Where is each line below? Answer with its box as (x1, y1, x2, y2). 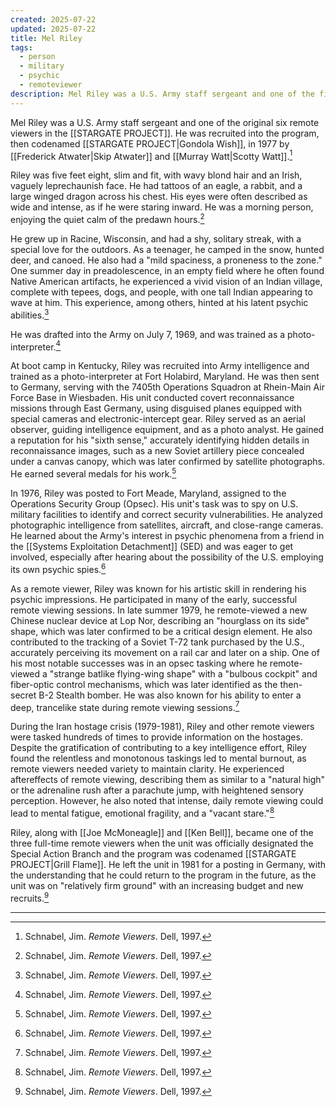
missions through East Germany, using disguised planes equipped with (10, 402, 302, 415)
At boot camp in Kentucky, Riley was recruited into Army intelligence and (10, 360, 310, 372)
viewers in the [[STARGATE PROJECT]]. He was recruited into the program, (10, 127, 320, 139)
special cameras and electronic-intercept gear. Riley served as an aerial (10, 413, 306, 425)
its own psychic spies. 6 (10, 561, 107, 575)
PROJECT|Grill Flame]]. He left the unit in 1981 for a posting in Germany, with (10, 858, 326, 870)
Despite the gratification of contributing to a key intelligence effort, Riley (10, 742, 307, 754)
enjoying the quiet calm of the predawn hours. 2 (10, 212, 205, 225)
